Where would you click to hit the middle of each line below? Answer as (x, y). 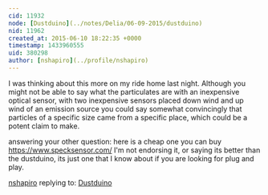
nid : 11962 (26, 30)
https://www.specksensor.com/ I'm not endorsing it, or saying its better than (134, 150)
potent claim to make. (44, 126)
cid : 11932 (26, 16)
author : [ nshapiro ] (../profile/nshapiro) (79, 61)
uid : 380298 (28, 53)
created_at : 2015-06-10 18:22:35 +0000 (75, 38)
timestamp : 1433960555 (46, 46)
